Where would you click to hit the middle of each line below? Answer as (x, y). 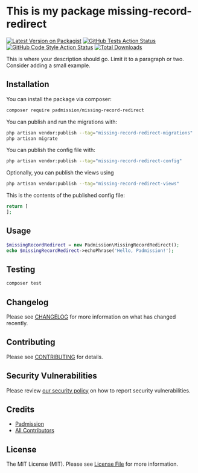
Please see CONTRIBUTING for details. (55, 357)
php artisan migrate (32, 138)
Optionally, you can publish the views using (60, 173)
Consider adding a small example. (48, 65)
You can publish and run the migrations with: (62, 122)
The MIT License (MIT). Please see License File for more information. (92, 464)
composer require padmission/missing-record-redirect (75, 110)
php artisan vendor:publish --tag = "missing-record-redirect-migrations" (100, 133)
